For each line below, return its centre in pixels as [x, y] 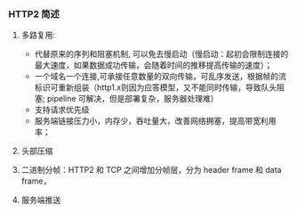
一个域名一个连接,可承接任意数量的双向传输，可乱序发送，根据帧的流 [160, 77]
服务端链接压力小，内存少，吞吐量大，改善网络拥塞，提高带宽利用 [155, 121]
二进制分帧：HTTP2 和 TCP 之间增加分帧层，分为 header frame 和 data [151, 170]
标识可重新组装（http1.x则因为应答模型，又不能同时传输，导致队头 [156, 87]
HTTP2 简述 [34, 13]
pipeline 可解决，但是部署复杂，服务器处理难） [132, 99]
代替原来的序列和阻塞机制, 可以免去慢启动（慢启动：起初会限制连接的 [161, 54]
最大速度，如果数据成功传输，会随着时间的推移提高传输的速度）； [153, 65]
